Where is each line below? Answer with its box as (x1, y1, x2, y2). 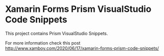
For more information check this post (5, 40, 81, 46)
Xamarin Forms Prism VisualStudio (5, 3, 152, 15)
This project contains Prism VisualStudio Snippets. (5, 30, 108, 36)
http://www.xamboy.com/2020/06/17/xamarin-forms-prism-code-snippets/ (5, 45, 160, 51)
